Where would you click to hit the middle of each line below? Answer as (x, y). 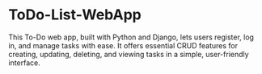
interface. (24, 63)
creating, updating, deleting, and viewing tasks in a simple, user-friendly (129, 54)
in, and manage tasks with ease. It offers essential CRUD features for (123, 45)
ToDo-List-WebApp (75, 15)
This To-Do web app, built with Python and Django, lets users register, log (131, 37)
